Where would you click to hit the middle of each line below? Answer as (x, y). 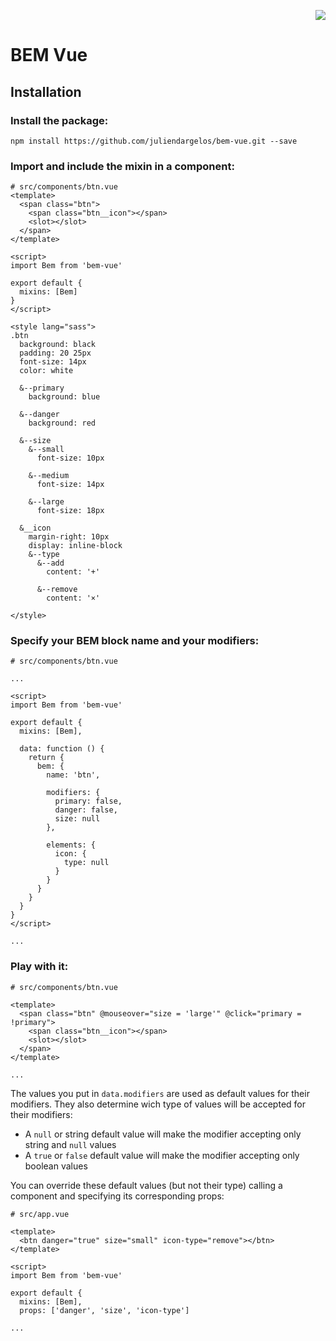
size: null (77, 819)
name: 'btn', (73, 775)
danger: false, (86, 810)
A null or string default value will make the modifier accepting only (163, 1134)
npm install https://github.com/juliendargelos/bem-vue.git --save (154, 141)
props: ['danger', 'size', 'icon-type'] (104, 1310)
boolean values (56, 1166)
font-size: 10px (70, 458)
